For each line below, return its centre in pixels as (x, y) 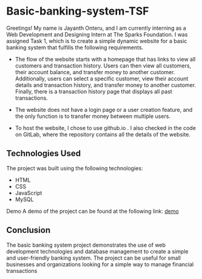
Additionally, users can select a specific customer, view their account (102, 78)
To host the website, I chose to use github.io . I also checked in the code (105, 128)
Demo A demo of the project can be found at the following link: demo (93, 211)
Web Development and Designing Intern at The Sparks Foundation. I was (97, 34)
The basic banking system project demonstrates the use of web (86, 245)
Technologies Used (43, 153)
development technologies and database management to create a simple (97, 251)
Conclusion (29, 230)
